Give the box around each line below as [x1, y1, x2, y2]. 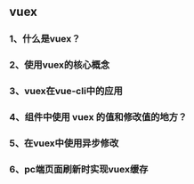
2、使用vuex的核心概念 [9, 59, 110, 71]
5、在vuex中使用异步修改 [9, 137, 119, 149]
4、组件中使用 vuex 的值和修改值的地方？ [9, 111, 188, 124]
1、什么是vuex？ [9, 33, 81, 45]
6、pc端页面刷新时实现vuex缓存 [9, 163, 149, 175]
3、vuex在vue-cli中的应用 [9, 85, 123, 98]
